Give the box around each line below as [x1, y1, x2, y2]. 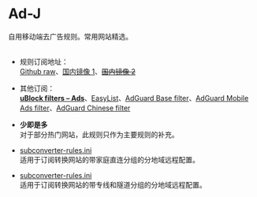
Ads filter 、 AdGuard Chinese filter [19, 103, 131, 113]
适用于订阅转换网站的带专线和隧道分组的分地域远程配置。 [19, 180, 207, 189]
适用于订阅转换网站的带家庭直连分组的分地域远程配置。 [19, 154, 199, 164]
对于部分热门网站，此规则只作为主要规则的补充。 [19, 129, 179, 139]
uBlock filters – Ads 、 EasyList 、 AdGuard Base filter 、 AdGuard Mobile [19, 93, 249, 102]
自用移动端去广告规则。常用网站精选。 [8, 32, 132, 41]
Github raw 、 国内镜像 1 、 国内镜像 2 [19, 66, 136, 76]
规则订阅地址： [19, 57, 69, 66]
